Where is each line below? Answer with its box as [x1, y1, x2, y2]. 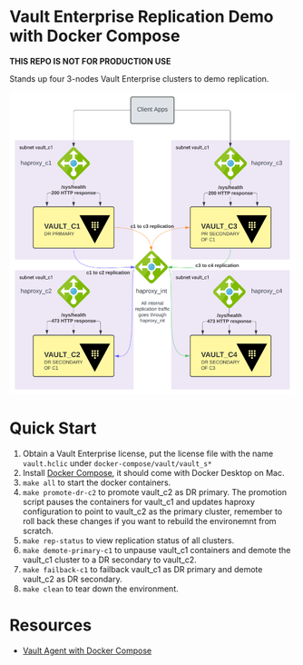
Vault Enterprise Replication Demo [9, 6, 274, 27]
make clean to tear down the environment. [22, 583, 179, 594]
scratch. [22, 525, 54, 537]
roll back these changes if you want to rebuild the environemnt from [22, 516, 277, 527]
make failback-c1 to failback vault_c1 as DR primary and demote [22, 564, 263, 575]
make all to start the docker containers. [22, 477, 171, 488]
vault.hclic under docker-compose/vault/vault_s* [22, 458, 212, 469]
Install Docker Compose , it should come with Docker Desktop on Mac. [22, 468, 285, 479]
